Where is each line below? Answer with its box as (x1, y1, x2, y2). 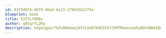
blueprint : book (5, 12, 39, 17)
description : (5, 26, 32, 31)
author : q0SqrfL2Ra (5, 21, 45, 26)
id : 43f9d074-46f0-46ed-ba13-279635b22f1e (5, 7, 94, 12)
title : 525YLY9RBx (5, 16, 43, 21)
